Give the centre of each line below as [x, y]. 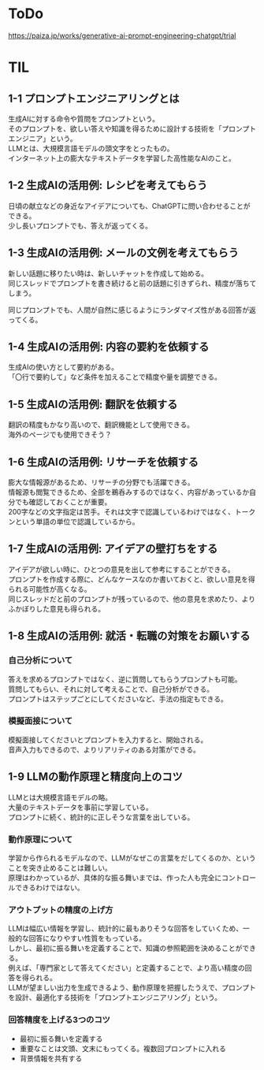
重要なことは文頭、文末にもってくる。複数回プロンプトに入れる [123, 1048]
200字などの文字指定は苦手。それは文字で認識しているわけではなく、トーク [132, 512]
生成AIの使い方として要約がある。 [63, 367]
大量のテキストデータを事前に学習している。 [81, 807]
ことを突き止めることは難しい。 [60, 868]
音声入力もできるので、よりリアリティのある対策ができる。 [104, 749]
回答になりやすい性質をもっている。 [87, 938]
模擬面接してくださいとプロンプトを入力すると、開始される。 [108, 739]
